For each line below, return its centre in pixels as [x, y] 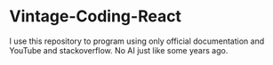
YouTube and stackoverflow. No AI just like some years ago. [119, 50]
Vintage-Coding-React [96, 16]
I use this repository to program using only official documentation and [137, 41]
